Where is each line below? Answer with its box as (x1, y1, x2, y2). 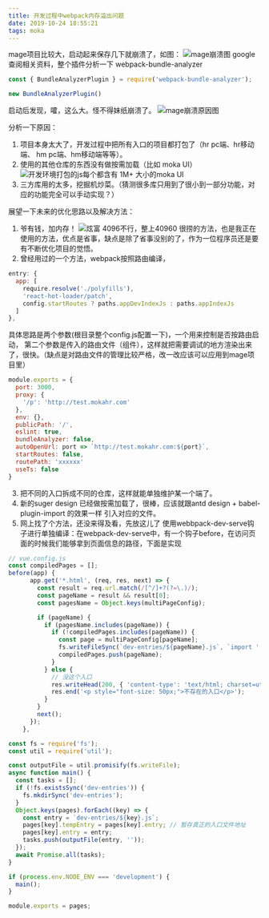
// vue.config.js (8, 554, 66, 562)
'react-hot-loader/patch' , (22, 292, 113, 300)
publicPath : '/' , (15, 421, 74, 429)
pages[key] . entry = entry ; (22, 828, 113, 837)
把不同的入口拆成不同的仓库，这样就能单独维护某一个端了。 (19, 488, 217, 497)
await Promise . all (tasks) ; (15, 851, 106, 859)
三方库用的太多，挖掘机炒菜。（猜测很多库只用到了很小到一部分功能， (19, 179, 248, 189)
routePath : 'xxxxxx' (15, 457, 84, 465)
